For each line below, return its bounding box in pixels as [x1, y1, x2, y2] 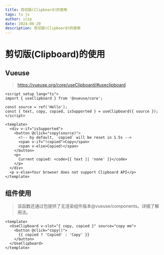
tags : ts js [5, 12, 30, 17]
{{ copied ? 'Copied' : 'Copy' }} [18, 232, 90, 237]
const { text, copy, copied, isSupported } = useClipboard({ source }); [5, 109, 159, 114]
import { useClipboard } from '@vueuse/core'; [5, 96, 103, 101]
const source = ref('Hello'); [5, 105, 68, 110]
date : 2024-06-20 [5, 21, 41, 26]
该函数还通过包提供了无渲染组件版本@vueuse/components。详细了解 [17, 203, 160, 209]
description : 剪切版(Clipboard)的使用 [5, 26, 81, 31]
